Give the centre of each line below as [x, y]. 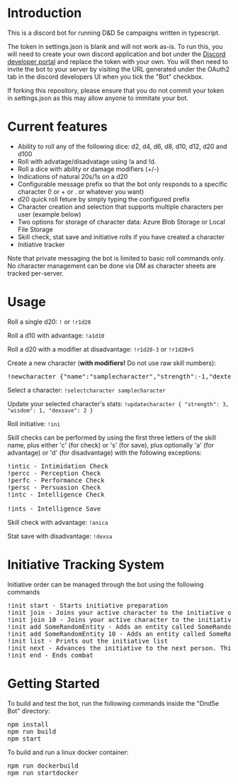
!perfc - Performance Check [56, 480]
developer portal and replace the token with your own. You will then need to [118, 61]
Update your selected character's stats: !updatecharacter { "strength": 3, [118, 403]
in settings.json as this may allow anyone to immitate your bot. [98, 98]
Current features [57, 127]
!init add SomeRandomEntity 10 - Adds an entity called [106, 634]
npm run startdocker [43, 773]
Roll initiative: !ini [34, 423]
